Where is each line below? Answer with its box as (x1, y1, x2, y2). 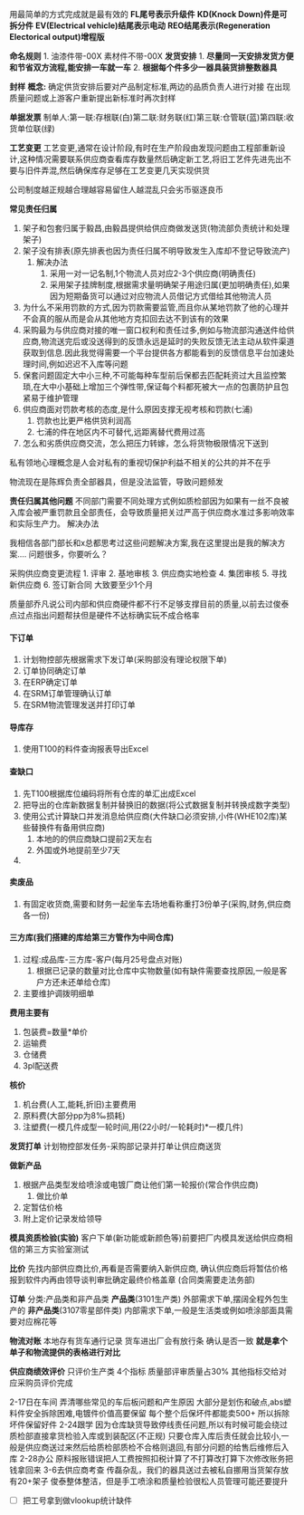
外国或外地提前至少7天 (35, 844, 120, 855)
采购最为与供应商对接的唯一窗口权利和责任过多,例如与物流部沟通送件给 (22, 325, 287, 335)
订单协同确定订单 (22, 666, 87, 676)
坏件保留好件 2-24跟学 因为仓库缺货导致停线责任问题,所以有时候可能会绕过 (9, 1419, 288, 1430)
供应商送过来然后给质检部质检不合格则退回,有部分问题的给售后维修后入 (24, 1442, 290, 1453)
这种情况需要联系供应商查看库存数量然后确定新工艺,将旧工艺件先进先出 (19, 154, 284, 164)
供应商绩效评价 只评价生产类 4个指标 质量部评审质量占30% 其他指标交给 (9, 1366, 280, 1377)
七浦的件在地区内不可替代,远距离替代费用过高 (35, 427, 205, 437)
